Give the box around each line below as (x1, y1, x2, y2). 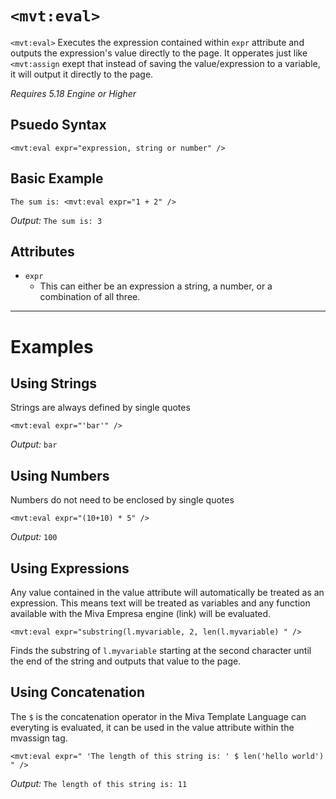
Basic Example (10, 170, 104, 187)
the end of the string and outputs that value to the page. (10, 655, 242, 667)
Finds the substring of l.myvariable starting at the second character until (10, 645, 312, 656)
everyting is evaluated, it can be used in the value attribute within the (10, 721, 295, 733)
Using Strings (10, 375, 98, 392)
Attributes (10, 243, 75, 260)
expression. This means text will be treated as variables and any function (10, 597, 311, 609)
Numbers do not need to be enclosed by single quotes (10, 494, 235, 506)
